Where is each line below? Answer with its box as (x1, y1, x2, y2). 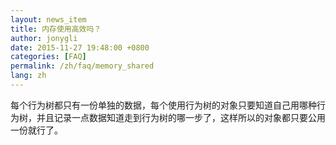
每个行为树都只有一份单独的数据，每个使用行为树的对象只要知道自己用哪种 (10, 99, 317, 111)
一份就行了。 (10, 124, 63, 136)
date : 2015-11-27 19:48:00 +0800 (10, 42, 150, 53)
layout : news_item (10, 14, 87, 25)
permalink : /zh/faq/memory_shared (10, 61, 155, 71)
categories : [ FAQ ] (10, 52, 87, 62)
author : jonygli (10, 33, 78, 43)
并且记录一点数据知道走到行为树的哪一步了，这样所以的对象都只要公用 (36, 111, 326, 123)
